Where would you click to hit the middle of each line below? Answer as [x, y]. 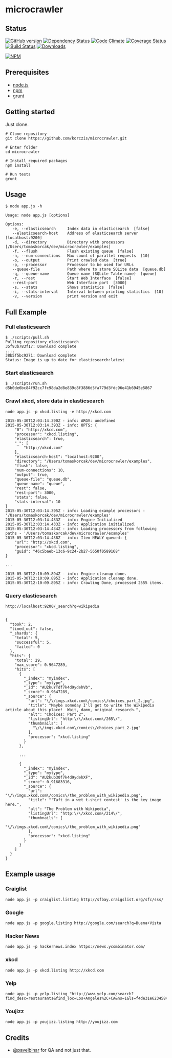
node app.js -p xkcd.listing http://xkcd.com [55, 970]
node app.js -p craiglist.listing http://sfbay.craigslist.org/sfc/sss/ [84, 900]
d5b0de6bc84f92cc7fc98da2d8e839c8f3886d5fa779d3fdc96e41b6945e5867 [79, 388]
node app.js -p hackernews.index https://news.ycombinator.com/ [75, 947]
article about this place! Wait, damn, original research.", [73, 710]
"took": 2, [21, 624]
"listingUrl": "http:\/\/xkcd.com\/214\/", [75, 814]
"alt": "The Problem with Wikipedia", [69, 809]
